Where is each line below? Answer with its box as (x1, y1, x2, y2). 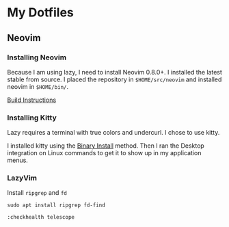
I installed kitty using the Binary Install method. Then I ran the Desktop (7, 142, 205, 150)
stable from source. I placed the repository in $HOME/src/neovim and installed (7, 75, 222, 83)
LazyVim (7, 173, 38, 183)
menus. (7, 156, 29, 165)
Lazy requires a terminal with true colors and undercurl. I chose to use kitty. (7, 129, 220, 137)
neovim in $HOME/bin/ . (7, 82, 69, 90)
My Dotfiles (7, 5, 74, 21)
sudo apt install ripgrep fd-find (7, 202, 106, 209)
